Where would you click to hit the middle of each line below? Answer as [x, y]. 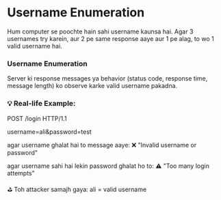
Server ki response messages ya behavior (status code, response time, [107, 78]
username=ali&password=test [50, 132]
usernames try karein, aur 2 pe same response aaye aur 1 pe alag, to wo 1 [110, 38]
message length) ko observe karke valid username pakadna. [92, 86]
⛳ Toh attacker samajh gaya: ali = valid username [77, 189]
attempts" [21, 173]
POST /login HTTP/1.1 [37, 118]
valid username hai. [35, 46]
